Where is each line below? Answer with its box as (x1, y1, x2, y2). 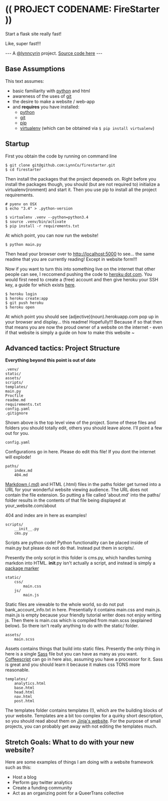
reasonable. (5, 667, 30, 673)
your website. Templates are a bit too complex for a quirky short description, (5, 713, 163, 719)
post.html (14, 699, 35, 704)
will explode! (5, 454, 32, 460)
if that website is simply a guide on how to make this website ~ (5, 330, 135, 336)
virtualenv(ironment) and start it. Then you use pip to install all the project (5, 187, 157, 193)
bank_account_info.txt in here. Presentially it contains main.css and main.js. (5, 607, 161, 613)
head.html (14, 690, 35, 695)
